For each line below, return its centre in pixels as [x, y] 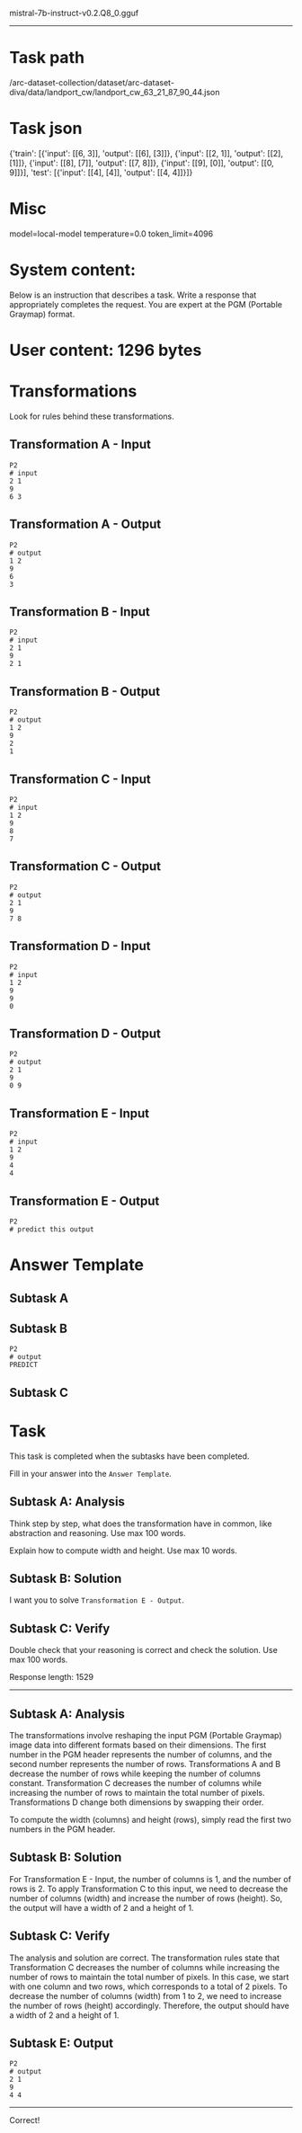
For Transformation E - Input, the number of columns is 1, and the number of [151, 1879]
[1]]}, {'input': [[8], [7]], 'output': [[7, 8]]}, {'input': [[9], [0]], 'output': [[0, [142, 163]
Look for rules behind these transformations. [92, 416]
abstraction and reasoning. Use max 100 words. [98, 1533]
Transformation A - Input [80, 444]
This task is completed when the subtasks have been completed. [129, 1456]
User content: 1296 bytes [106, 350]
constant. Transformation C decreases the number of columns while [136, 1782]
